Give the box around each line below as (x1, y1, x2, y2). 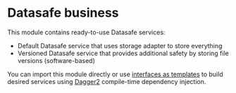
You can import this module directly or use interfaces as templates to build (7, 70, 223, 78)
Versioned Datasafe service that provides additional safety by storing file (17, 49, 229, 57)
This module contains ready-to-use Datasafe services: (7, 28, 166, 36)
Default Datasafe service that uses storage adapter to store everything (17, 41, 223, 50)
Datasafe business (7, 5, 119, 21)
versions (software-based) (17, 56, 95, 64)
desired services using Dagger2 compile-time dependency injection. (7, 77, 206, 85)
